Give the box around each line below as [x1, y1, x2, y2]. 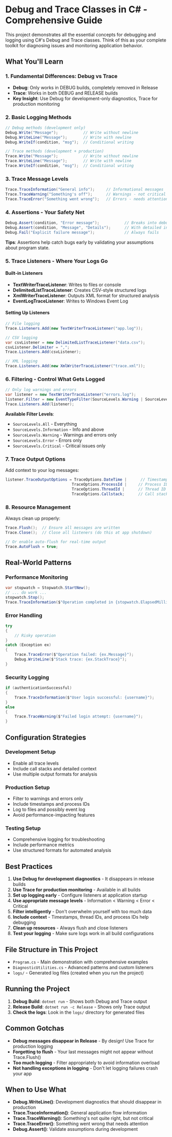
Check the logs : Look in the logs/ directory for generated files [12, 1009, 145, 1015]
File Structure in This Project [5, 945, 98, 954]
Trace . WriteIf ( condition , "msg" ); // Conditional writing [5, 163, 134, 168]
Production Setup [5, 784, 50, 791]
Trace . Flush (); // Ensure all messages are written [5, 525, 120, 530]
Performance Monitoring [5, 574, 68, 581]
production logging [12, 1043, 53, 1049]
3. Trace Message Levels [5, 175, 69, 182]
